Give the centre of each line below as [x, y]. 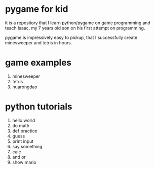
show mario [24, 162]
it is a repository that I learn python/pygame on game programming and [78, 23]
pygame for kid [37, 9]
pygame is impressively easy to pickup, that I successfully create [71, 37]
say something [27, 146]
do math [21, 125]
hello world [24, 120]
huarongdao [25, 87]
